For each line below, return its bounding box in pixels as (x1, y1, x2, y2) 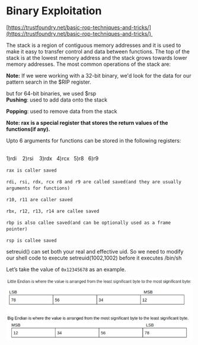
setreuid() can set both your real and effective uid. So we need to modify (6, 248, 184, 255)
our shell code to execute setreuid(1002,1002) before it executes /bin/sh (6, 254, 182, 261)
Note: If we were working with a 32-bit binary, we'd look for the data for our (6, 72, 191, 79)
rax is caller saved (6, 167, 58, 173)
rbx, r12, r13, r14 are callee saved (6, 208, 100, 214)
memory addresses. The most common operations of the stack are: (6, 61, 171, 68)
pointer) (6, 226, 28, 232)
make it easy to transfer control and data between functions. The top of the (6, 48, 190, 55)
